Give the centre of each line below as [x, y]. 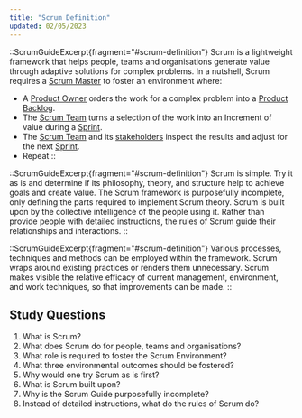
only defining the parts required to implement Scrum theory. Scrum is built [147, 202]
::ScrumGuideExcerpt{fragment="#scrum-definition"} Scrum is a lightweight [151, 51]
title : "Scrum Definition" [60, 18]
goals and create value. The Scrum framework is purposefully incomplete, [147, 192]
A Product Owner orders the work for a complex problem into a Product [155, 98]
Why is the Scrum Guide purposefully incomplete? [115, 395]
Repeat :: [39, 155]
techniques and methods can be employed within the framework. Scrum [143, 257]
